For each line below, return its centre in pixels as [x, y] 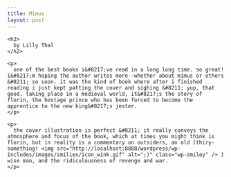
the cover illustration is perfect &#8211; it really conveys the [111, 130]
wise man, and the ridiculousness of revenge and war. [88, 160]
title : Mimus [26, 14]
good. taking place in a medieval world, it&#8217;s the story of [105, 94]
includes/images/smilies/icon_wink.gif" [66, 154]
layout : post [26, 20]
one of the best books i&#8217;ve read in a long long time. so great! [119, 69]
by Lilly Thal [34, 45]
